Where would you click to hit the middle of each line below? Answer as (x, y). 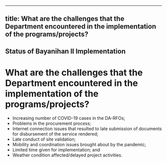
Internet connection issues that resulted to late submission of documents (87, 128)
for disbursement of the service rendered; (55, 134)
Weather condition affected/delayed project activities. (67, 155)
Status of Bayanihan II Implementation (65, 51)
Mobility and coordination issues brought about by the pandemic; (79, 144)
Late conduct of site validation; (44, 139)
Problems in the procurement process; (52, 123)
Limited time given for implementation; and (56, 150)
